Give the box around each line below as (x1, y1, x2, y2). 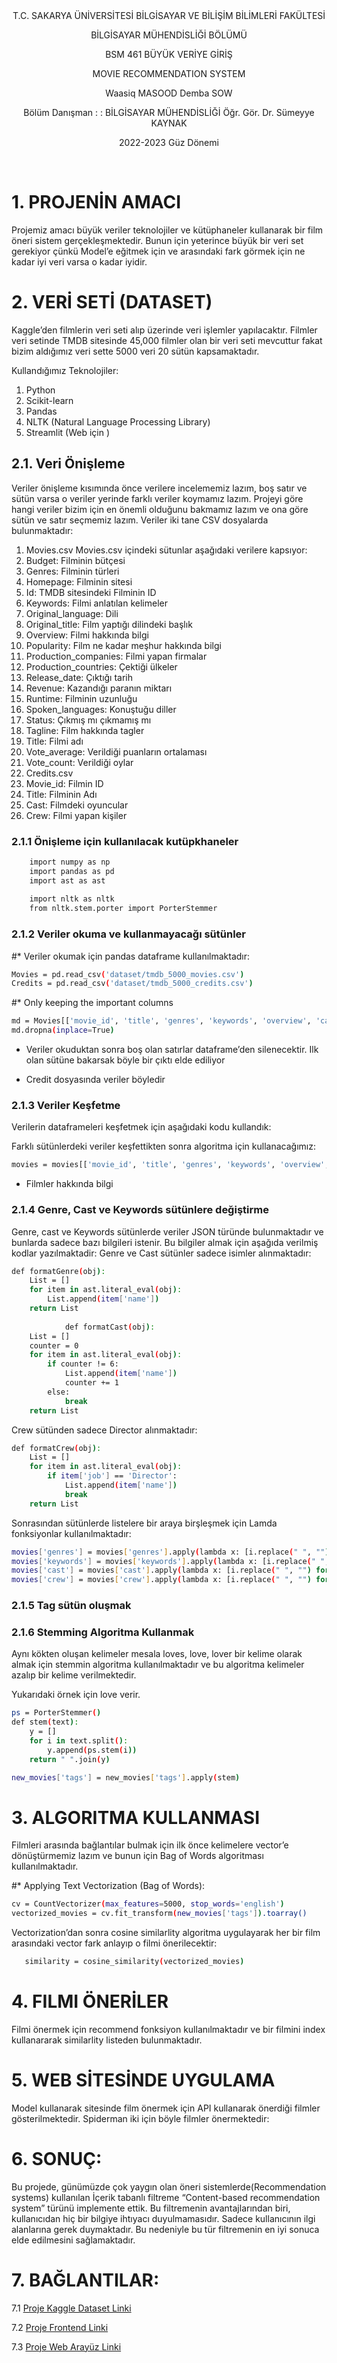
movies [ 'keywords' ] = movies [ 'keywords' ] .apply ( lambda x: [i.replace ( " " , (11, 1556, 330, 1566)
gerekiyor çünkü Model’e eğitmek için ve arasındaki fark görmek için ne (11, 245, 306, 257)
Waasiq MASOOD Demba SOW (105, 87, 233, 99)
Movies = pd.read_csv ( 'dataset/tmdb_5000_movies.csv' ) (11, 969, 245, 979)
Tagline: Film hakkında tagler (25, 724, 145, 736)
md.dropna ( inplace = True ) (11, 1025, 115, 1036)
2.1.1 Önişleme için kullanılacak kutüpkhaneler (11, 834, 239, 848)
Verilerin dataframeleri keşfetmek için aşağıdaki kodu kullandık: (11, 1121, 272, 1133)
